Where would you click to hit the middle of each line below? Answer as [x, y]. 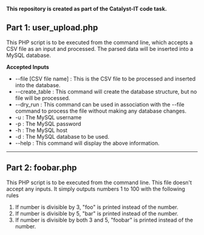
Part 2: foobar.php [42, 168]
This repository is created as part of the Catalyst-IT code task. [87, 9]
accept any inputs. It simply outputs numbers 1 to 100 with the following [96, 189]
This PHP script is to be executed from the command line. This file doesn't [99, 182]
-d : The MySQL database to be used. [62, 136]
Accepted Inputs [28, 67]
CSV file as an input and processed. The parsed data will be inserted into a [100, 48]
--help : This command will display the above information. [87, 143]
